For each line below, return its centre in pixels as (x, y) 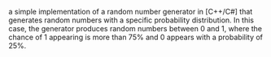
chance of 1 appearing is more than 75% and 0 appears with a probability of (135, 37)
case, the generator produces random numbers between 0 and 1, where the (135, 28)
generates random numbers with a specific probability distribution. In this (131, 20)
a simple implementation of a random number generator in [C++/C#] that (131, 12)
